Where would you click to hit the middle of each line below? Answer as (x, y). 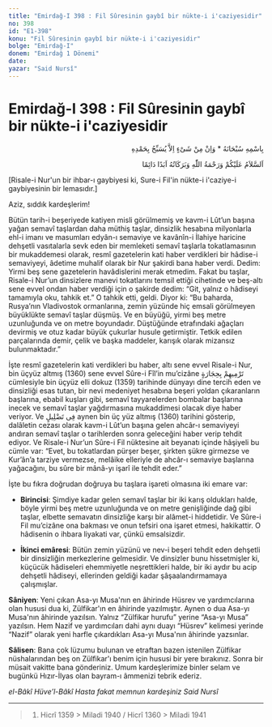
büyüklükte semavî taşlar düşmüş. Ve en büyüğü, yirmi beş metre (117, 314)
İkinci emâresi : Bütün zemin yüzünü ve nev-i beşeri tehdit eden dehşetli (140, 550)
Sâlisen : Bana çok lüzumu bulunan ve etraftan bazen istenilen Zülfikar (125, 650)
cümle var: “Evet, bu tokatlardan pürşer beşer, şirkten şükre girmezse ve (129, 451)
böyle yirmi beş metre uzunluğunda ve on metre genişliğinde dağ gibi (136, 508)
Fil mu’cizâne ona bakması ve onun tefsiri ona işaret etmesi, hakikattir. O (140, 525)
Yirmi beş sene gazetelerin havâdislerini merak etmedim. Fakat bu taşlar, (129, 272)
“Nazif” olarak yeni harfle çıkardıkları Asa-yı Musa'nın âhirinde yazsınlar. (129, 634)
